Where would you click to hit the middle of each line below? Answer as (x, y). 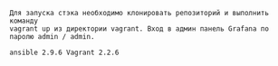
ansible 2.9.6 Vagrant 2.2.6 (64, 52)
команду (24, 21)
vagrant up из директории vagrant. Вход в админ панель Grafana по (139, 29)
